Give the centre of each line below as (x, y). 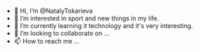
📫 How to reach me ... (46, 41)
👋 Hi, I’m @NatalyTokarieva (53, 11)
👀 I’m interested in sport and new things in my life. (87, 18)
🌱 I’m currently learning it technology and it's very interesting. (104, 26)
